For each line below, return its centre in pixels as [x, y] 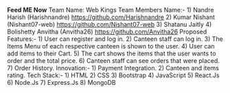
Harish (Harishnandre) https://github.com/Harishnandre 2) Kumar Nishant [111, 17]
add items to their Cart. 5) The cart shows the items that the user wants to [112, 53]
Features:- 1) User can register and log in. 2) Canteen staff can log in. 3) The [115, 39]
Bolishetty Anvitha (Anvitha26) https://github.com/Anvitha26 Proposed [107, 31]
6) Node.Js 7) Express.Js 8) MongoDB [61, 82]
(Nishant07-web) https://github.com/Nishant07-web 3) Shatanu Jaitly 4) [110, 24]
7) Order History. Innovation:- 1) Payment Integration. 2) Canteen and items [113, 68]
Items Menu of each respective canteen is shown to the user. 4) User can [111, 46]
